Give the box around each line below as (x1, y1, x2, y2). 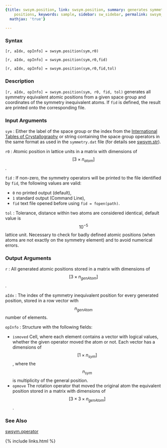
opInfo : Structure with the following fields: (5, 324, 93, 330)
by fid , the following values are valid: (5, 180, 82, 186)
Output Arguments (5, 255, 52, 262)
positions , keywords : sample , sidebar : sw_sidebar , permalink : (14, 12, 148, 17)
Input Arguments (5, 117, 47, 124)
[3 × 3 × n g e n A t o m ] (69, 396, 106, 403)
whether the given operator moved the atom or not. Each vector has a (12, 339, 156, 345)
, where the (12, 361, 36, 367)
